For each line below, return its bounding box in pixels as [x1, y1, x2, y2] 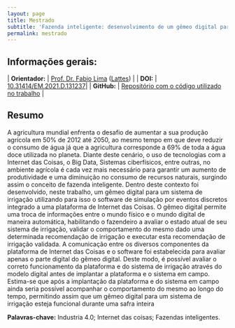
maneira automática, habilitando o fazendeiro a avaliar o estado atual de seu [7, 217, 227, 226]
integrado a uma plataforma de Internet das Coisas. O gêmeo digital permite [7, 203, 227, 211]
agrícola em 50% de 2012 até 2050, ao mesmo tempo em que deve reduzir [7, 135, 224, 144]
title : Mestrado [7, 17, 55, 24]
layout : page [7, 10, 45, 18]
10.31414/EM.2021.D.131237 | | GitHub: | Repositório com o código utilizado [7, 82, 222, 90]
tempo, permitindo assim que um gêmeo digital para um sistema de [7, 292, 201, 300]
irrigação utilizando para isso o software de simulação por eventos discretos [7, 195, 228, 203]
